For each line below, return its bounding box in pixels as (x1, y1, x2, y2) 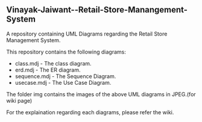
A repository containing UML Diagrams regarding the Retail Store (6, 30, 168, 37)
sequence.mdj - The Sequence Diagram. (14, 72, 116, 80)
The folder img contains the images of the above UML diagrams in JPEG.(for (6, 90, 196, 98)
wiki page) (6, 97, 33, 104)
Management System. (6, 36, 61, 44)
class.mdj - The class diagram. (14, 59, 92, 67)
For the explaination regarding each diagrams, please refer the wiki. (6, 108, 174, 116)
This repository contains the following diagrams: (6, 48, 127, 55)
